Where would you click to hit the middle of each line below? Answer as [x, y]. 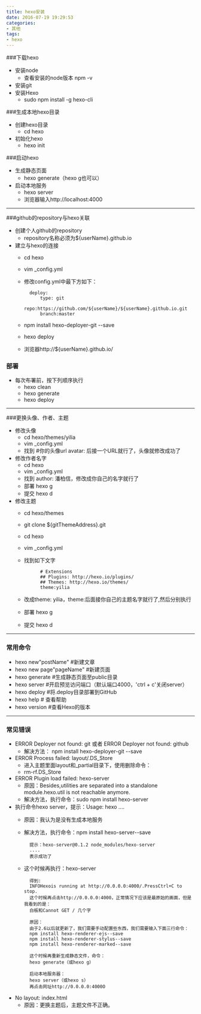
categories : [21, 23]
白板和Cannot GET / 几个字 [60, 910]
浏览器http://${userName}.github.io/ [68, 349]
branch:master [57, 314]
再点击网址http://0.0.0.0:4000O [67, 986]
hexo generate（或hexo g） [61, 962]
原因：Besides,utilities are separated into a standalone [91, 785]
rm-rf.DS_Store [42, 771]
